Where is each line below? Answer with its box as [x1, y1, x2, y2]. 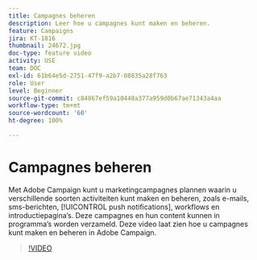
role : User [8, 79, 45, 87]
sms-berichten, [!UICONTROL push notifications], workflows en [8, 202, 220, 212]
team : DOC [8, 64, 42, 72]
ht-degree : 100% [8, 117, 63, 125]
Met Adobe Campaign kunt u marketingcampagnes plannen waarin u [8, 184, 238, 194]
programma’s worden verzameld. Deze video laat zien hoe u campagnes [8, 219, 248, 229]
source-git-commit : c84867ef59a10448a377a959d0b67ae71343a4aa [8, 94, 222, 102]
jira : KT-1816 [8, 34, 56, 43]
